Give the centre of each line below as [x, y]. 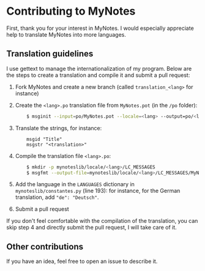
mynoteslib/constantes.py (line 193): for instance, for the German [98, 191]
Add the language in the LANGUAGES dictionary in [75, 184]
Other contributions [45, 246]
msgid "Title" [44, 139]
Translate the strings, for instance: [58, 128]
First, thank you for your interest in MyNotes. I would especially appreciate [100, 28]
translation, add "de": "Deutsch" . [57, 197]
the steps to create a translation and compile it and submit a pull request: [98, 75]
